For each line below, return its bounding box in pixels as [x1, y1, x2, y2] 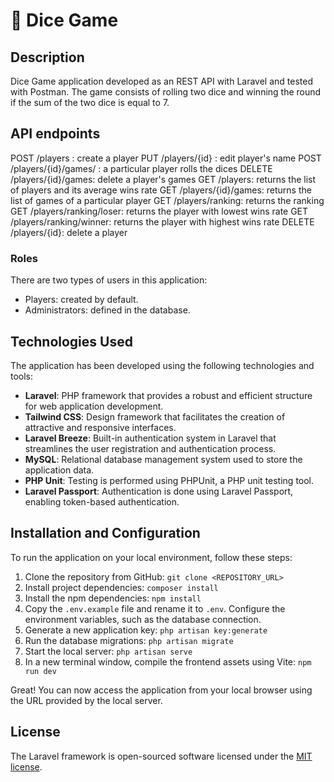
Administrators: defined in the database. [24, 304, 191, 316]
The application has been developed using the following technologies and [10, 359, 315, 371]
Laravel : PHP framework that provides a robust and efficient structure [24, 389, 313, 401]
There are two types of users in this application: [10, 274, 208, 286]
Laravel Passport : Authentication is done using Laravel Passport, [24, 485, 294, 497]
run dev [24, 666, 57, 676]
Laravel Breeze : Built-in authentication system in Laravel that [24, 432, 277, 444]
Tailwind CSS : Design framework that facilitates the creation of [24, 410, 286, 423]
